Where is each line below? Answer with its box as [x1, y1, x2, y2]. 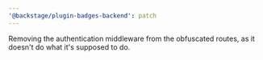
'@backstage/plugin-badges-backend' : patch [8, 11, 157, 20]
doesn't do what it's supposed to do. [8, 42, 131, 52]
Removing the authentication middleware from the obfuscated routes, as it [8, 34, 256, 43]
